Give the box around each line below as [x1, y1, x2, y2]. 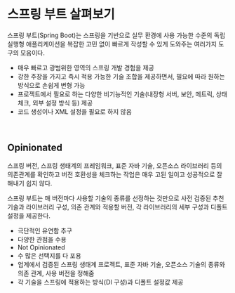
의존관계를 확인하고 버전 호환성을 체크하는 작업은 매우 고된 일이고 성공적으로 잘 [7, 170, 223, 178]
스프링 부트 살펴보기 [7, 6, 116, 22]
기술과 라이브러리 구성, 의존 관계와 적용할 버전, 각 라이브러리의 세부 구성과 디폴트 [7, 202, 228, 211]
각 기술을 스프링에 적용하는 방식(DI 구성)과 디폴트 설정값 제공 [17, 278, 184, 286]
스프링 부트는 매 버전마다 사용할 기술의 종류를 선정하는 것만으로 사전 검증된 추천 [7, 194, 224, 202]
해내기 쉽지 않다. [7, 178, 53, 187]
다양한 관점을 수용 [17, 235, 67, 243]
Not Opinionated [17, 243, 65, 252]
